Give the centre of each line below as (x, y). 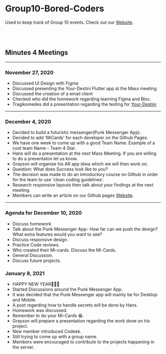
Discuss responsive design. (40, 239)
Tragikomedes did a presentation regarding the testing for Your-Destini (84, 104)
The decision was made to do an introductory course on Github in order (85, 175)
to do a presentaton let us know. (45, 159)
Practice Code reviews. (36, 245)
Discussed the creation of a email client (52, 94)
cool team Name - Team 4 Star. (44, 148)
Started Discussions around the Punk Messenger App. (67, 289)
